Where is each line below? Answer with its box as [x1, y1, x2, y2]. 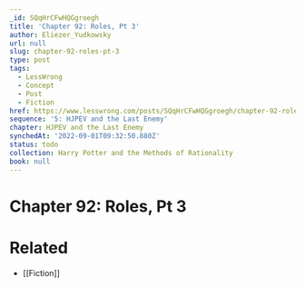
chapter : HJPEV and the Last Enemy [9, 124, 144, 133]
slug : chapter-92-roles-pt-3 [9, 47, 120, 56]
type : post [9, 55, 51, 64]
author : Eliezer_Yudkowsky [9, 30, 112, 39]
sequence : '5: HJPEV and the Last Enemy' [9, 114, 169, 124]
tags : [9, 64, 30, 74]
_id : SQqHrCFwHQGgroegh [9, 13, 100, 23]
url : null [9, 38, 47, 48]
